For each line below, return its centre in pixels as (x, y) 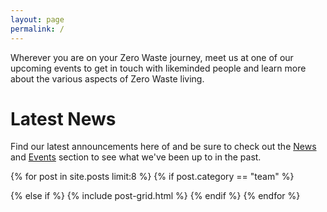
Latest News (63, 118)
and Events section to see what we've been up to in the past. (136, 157)
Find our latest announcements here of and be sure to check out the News (163, 147)
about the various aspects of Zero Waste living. (107, 78)
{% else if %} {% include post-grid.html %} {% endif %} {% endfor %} (155, 196)
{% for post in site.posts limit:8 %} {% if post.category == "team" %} (152, 177)
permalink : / (37, 29)
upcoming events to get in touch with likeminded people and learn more (158, 68)
